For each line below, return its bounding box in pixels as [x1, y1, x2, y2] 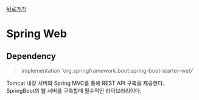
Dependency [6, 51, 56, 61]
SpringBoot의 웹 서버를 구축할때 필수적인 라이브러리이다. [6, 87, 142, 94]
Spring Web [6, 27, 67, 41]
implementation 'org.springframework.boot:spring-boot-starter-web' [21, 67, 194, 74]
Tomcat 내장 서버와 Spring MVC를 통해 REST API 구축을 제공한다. [6, 79, 164, 87]
